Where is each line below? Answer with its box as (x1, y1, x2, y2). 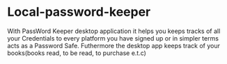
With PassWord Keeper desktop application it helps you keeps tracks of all (7, 27, 221, 35)
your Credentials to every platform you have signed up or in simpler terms (7, 34, 219, 42)
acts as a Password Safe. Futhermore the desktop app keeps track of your (7, 41, 221, 50)
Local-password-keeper (7, 4, 151, 20)
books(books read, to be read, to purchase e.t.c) (7, 49, 146, 57)
